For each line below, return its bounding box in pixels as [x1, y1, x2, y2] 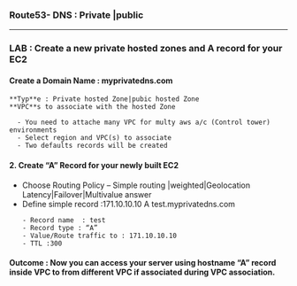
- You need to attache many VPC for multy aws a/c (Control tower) [17, 118, 271, 128]
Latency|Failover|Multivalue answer [21, 189, 152, 199]
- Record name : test [21, 215, 106, 225]
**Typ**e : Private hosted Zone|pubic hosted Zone [9, 95, 200, 104]
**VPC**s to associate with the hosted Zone [9, 103, 176, 112]
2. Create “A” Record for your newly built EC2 [9, 160, 179, 171]
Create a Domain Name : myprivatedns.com [9, 75, 173, 86]
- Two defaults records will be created [17, 142, 168, 151]
